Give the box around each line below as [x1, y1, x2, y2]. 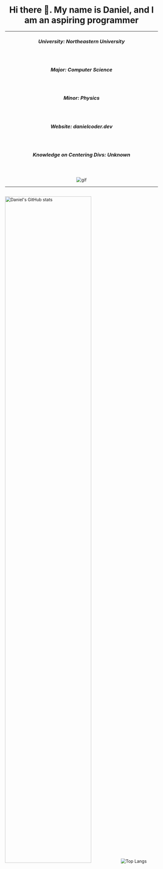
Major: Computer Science [50, 67, 113, 73]
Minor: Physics [63, 95, 100, 102]
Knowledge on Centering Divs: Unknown [33, 152, 130, 158]
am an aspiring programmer [24, 15, 139, 26]
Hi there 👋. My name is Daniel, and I [9, 4, 154, 16]
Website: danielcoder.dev [50, 123, 113, 130]
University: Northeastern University [38, 38, 125, 45]
